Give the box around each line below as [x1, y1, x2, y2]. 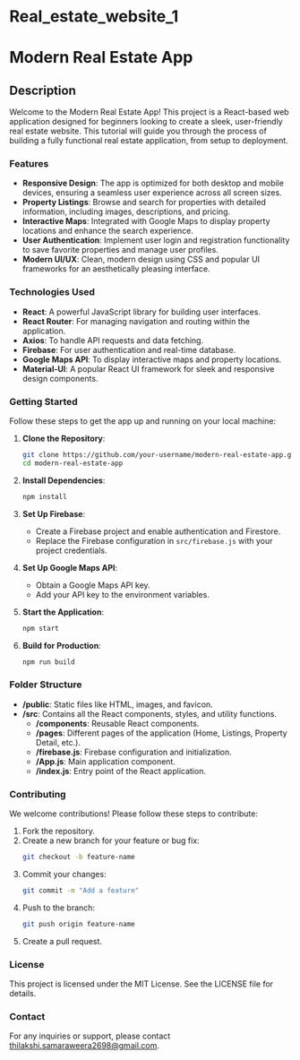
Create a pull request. [21, 935, 103, 946]
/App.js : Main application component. [35, 755, 176, 767]
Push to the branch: [21, 902, 96, 913]
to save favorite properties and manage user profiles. [21, 245, 219, 255]
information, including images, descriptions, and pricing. [21, 206, 231, 217]
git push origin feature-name [21, 919, 136, 928]
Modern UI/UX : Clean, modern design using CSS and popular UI [21, 254, 261, 265]
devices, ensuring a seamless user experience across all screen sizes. [21, 187, 282, 198]
